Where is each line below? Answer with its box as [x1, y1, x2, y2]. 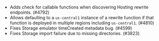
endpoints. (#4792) [9, 9, 50, 15]
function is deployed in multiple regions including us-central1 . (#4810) [9, 20, 155, 26]
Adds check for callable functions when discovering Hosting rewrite [9, 4, 149, 10]
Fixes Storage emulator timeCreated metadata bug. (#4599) [9, 25, 132, 31]
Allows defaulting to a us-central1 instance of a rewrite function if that [9, 15, 154, 20]
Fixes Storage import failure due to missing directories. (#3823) [9, 31, 140, 36]
